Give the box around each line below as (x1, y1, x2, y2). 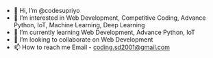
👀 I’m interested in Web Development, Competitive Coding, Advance (13, 14, 206, 22)
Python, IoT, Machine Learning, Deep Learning (13, 21, 145, 29)
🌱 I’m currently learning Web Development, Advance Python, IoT (13, 28, 195, 36)
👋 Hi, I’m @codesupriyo (13, 7, 80, 14)
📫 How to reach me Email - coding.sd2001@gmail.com (13, 43, 170, 51)
